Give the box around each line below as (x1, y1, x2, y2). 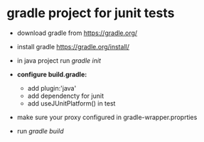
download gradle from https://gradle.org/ (16, 29, 138, 37)
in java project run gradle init (16, 56, 101, 65)
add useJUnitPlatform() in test (27, 98, 116, 108)
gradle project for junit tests (6, 5, 175, 21)
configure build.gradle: (16, 70, 87, 78)
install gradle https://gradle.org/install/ (16, 42, 129, 51)
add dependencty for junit (27, 91, 104, 100)
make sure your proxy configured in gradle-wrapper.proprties (16, 113, 198, 121)
